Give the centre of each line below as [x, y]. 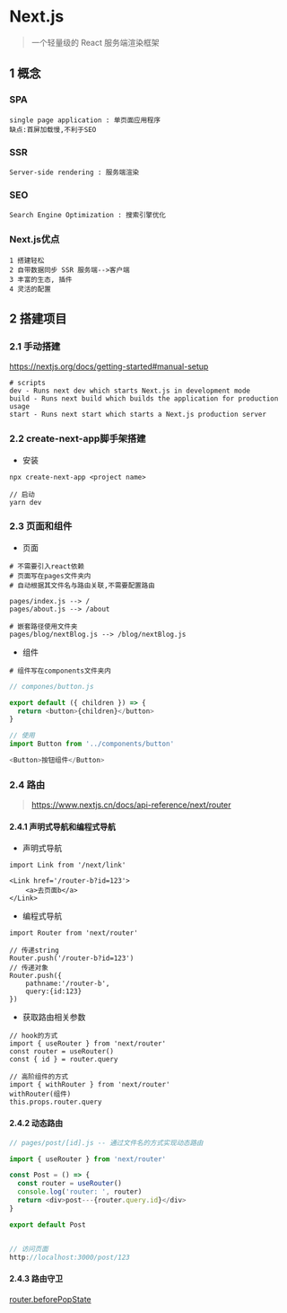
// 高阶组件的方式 [39, 1077]
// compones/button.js [52, 686]
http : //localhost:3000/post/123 [70, 1257]
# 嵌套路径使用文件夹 [43, 626]
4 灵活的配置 [30, 289]
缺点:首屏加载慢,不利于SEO [53, 129]
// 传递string [35, 951]
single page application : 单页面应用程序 [85, 120]
